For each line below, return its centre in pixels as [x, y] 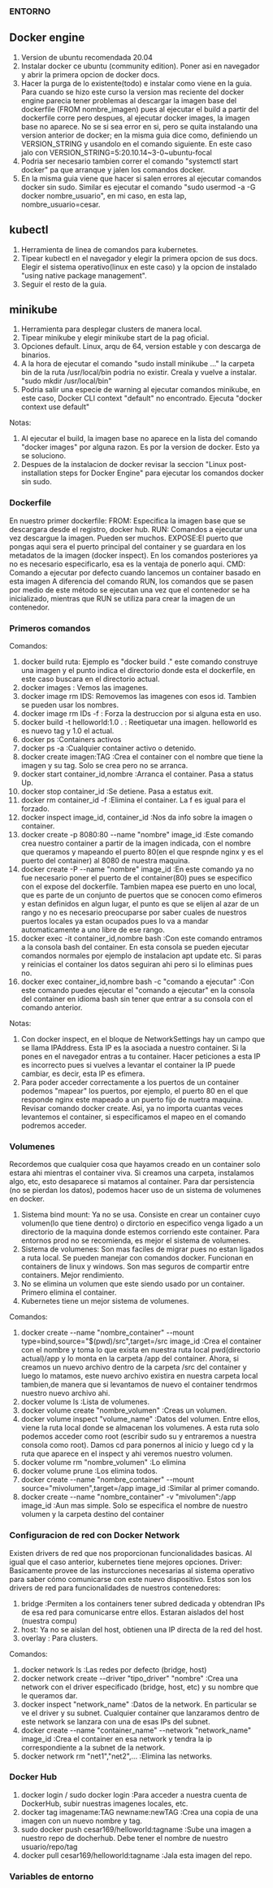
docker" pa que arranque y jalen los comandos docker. [113, 169]
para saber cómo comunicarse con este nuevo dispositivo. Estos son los [130, 1579]
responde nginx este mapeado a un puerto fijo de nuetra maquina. [132, 1099]
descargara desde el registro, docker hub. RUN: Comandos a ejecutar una [133, 529]
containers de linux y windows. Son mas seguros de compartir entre [135, 1266]
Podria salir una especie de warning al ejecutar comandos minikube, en [141, 390]
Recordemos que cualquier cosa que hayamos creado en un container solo [135, 1165]
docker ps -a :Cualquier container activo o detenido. [108, 748]
